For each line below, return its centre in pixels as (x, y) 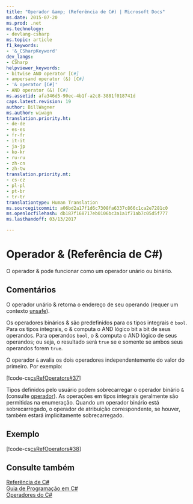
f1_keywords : (23, 46)
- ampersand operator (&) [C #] (45, 79)
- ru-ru (16, 157)
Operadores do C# (29, 495)
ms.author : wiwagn (29, 113)
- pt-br (16, 191)
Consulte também (41, 468)
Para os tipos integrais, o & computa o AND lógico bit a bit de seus (89, 329)
